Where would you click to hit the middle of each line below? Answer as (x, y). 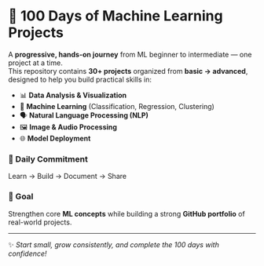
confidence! (27, 253)
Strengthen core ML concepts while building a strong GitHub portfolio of (126, 213)
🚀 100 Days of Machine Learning (115, 16)
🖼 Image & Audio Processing (68, 127)
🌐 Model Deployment (55, 138)
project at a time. (35, 63)
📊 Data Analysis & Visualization (73, 95)
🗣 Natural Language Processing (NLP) (84, 115)
